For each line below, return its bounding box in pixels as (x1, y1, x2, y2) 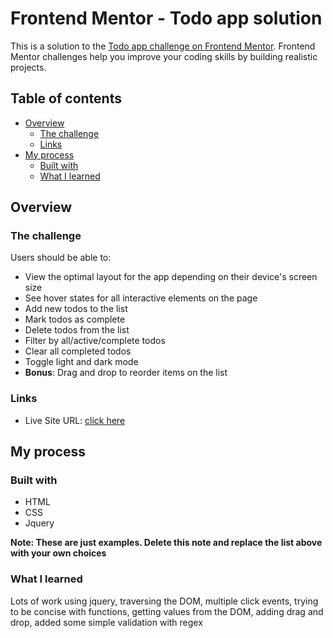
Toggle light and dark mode (24, 356, 139, 368)
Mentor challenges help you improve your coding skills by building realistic (10, 50, 318, 62)
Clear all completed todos (24, 345, 132, 357)
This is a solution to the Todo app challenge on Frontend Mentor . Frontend (10, 40, 316, 52)
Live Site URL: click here (24, 414, 126, 426)
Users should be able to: (10, 252, 112, 264)
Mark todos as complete (24, 313, 126, 326)
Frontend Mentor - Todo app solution (10, 7, 323, 30)
